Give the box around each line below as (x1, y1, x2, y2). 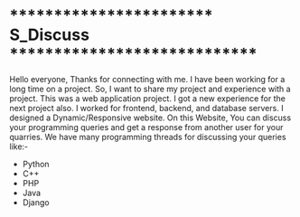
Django (22, 196, 50, 208)
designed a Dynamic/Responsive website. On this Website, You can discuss (9, 112, 292, 123)
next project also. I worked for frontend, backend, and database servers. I (9, 102, 284, 113)
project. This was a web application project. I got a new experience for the (9, 92, 286, 104)
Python (22, 158, 50, 169)
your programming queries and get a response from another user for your (9, 121, 284, 132)
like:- (9, 141, 29, 152)
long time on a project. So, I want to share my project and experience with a (9, 83, 291, 94)
